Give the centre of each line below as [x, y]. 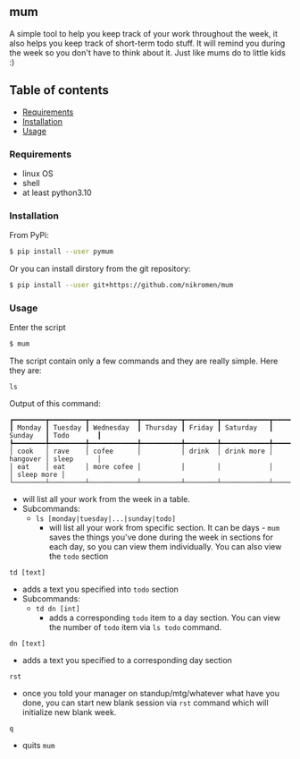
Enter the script [37, 328]
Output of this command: [55, 404]
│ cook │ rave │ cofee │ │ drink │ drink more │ [142, 452]
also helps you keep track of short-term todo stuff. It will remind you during [147, 43]
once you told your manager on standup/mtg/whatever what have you [150, 694]
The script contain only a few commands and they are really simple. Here [144, 361]
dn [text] [28, 644]
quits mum [38, 746]
